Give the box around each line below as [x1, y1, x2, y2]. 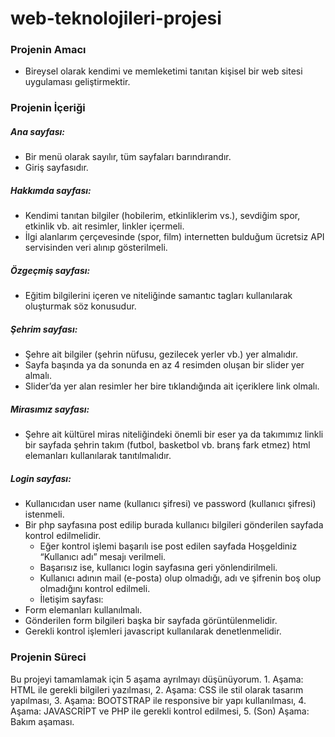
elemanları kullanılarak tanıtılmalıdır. [24, 450, 172, 462]
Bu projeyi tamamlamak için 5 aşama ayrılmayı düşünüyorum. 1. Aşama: [10, 673, 304, 685]
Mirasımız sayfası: [10, 403, 90, 415]
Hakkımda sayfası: [10, 184, 92, 196]
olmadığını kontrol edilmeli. [39, 583, 151, 595]
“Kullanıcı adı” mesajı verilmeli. [39, 551, 167, 563]
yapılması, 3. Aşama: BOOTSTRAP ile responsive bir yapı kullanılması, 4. [10, 694, 307, 706]
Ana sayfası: [10, 126, 65, 137]
